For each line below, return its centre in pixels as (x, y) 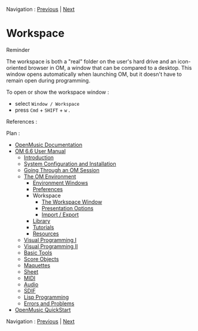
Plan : (13, 133)
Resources (46, 234)
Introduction (39, 157)
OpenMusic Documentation (48, 145)
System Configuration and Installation (70, 164)
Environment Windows (60, 183)
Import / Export (60, 214)
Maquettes (37, 265)
